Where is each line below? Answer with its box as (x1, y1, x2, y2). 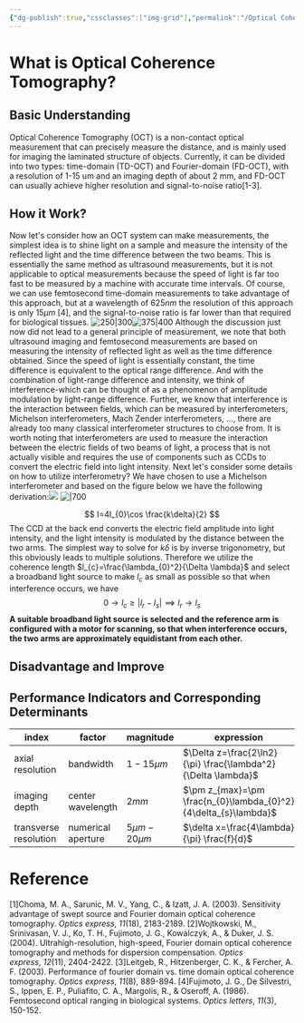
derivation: (9, 492, 50, 502)
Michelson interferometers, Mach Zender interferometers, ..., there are (9, 414, 271, 424)
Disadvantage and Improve (9, 659, 165, 675)
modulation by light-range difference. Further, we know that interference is (9, 394, 288, 404)
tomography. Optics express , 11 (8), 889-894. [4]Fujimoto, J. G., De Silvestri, (9, 976, 292, 987)
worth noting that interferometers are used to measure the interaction (9, 433, 269, 443)
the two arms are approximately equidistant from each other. (9, 633, 243, 644)
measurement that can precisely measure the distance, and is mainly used (9, 141, 287, 152)
